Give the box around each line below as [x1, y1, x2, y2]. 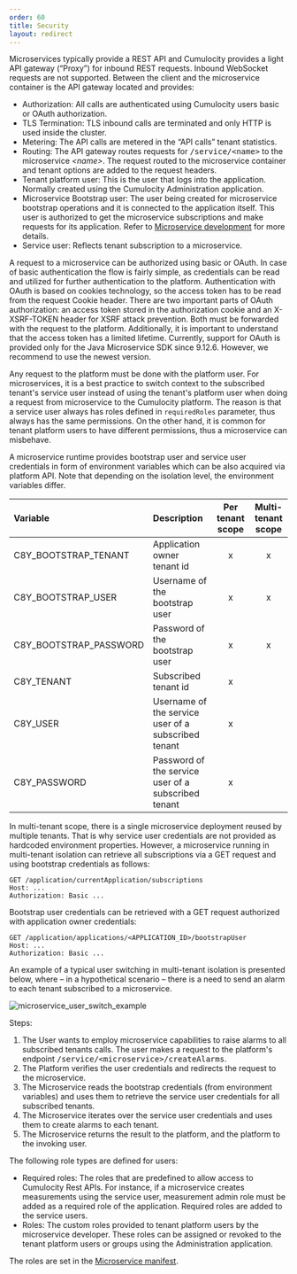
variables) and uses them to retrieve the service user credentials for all [21, 1091, 280, 1102]
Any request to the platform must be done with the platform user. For [9, 369, 259, 379]
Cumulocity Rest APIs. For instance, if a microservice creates [21, 1182, 245, 1192]
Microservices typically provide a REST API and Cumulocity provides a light [9, 54, 285, 65]
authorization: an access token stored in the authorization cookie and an [9, 305, 272, 315]
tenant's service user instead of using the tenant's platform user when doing [9, 387, 288, 399]
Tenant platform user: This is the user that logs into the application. [21, 175, 267, 185]
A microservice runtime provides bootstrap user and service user [9, 452, 247, 462]
